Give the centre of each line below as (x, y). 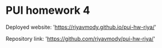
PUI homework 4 (48, 10)
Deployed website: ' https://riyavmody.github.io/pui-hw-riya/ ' (81, 27)
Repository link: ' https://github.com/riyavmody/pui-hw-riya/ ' (80, 38)
